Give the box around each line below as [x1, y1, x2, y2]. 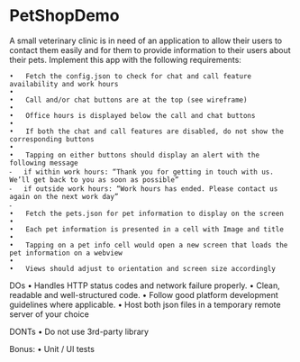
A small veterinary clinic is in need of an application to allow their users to [9, 35, 282, 46]
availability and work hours [9, 79, 119, 88]
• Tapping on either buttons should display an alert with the [9, 150, 259, 159]
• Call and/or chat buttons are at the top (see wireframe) [9, 95, 248, 104]
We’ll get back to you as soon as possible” [9, 175, 179, 185]
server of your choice [9, 308, 90, 320]
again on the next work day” [9, 192, 119, 201]
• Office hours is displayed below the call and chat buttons [9, 111, 256, 120]
